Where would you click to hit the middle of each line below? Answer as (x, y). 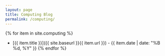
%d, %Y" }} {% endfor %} (39, 48)
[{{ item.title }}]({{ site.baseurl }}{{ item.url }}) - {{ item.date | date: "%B (86, 43)
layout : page (19, 10)
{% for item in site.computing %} (39, 33)
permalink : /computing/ (30, 19)
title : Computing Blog (29, 14)
